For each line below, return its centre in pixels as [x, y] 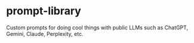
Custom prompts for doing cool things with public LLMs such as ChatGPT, [97, 27]
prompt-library [44, 11]
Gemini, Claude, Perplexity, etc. [45, 33]
